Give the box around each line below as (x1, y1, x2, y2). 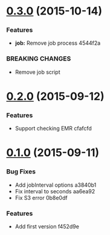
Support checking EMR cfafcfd (15, 125, 92, 132)
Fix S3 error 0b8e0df (15, 194, 68, 201)
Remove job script (15, 68, 60, 76)
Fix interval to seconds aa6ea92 (15, 187, 95, 195)
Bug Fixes (6, 167, 36, 176)
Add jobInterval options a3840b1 (15, 181, 97, 188)
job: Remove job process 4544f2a (15, 39, 101, 47)
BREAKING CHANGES (6, 54, 71, 63)
